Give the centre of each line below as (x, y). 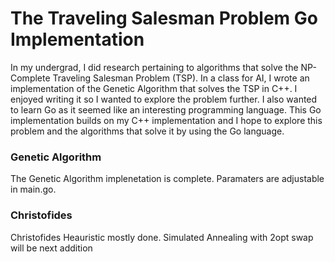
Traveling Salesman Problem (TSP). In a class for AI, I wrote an (181, 78)
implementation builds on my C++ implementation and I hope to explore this (166, 120)
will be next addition (51, 248)
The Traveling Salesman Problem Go (164, 18)
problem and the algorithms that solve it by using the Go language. (147, 131)
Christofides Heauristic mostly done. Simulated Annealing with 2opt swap (162, 237)
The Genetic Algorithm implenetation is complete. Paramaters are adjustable (167, 179)
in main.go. (33, 189)
